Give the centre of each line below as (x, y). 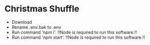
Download (22, 22)
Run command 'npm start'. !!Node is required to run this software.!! (78, 37)
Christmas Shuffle (42, 9)
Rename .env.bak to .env (36, 27)
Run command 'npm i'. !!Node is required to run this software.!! (74, 32)
